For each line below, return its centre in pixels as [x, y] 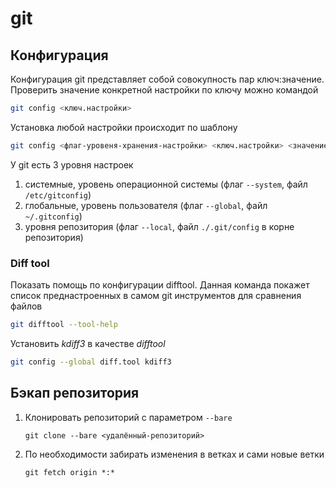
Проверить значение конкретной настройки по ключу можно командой [164, 90]
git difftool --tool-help [64, 325]
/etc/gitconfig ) [58, 194]
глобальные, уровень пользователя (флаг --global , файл [146, 205]
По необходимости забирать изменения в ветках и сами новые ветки [174, 454]
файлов [26, 306]
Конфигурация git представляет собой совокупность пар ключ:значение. [167, 79]
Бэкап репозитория [75, 393]
